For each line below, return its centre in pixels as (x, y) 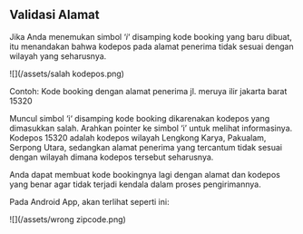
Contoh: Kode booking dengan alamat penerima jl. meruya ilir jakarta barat (148, 91)
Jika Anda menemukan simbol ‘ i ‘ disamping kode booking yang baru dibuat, (151, 36)
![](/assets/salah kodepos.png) (67, 73)
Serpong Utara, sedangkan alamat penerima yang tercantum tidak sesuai (146, 147)
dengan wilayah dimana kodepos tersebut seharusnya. (112, 157)
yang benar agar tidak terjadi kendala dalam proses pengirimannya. (135, 184)
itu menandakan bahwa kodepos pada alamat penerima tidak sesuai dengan (151, 46)
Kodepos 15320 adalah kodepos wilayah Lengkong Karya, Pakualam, (138, 137)
